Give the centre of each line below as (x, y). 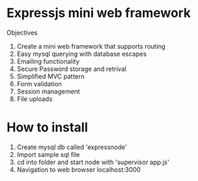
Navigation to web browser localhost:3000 (79, 169)
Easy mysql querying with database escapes (82, 54)
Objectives (22, 33)
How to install (48, 128)
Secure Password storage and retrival (72, 69)
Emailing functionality (48, 61)
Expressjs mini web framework (99, 13)
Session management (48, 91)
